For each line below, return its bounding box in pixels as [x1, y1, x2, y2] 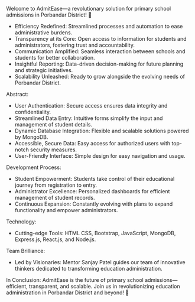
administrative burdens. [14, 29, 73, 36]
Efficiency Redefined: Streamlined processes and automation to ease [14, 23, 183, 30]
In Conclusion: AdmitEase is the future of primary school [6, 277, 144, 283]
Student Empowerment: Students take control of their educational [14, 176, 175, 182]
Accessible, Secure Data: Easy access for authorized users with [14, 140, 170, 147]
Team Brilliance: [6, 248, 45, 254]
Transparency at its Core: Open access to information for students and [14, 35, 187, 42]
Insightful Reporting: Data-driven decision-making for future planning [14, 60, 184, 67]
